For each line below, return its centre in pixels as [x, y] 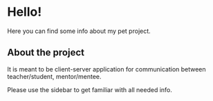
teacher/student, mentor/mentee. [54, 76]
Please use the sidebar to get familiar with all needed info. [90, 89]
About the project [46, 53]
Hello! [25, 12]
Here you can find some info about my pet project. [79, 31]
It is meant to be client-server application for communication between [106, 69]
